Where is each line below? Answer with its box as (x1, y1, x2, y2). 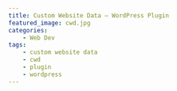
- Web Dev (22, 33, 56, 42)
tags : (8, 41, 26, 49)
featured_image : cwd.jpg (8, 19, 91, 27)
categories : (8, 26, 48, 34)
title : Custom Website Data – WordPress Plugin (8, 11, 170, 20)
